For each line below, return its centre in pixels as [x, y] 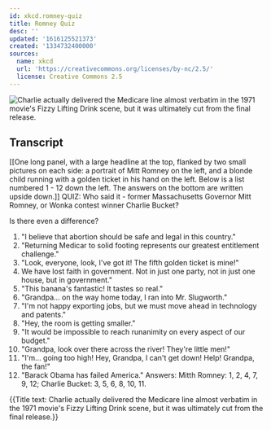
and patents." [44, 315]
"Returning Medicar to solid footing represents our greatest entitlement [140, 246]
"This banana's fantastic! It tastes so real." [92, 289]
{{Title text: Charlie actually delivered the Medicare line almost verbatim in [133, 400]
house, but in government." [67, 280]
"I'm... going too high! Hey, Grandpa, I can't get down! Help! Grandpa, [138, 358]
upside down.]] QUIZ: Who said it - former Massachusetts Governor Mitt [130, 197]
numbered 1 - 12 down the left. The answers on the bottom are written [126, 188]
